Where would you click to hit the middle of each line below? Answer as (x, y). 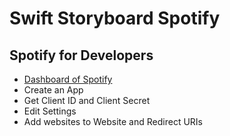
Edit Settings (50, 111)
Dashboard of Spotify (68, 79)
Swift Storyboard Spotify (115, 18)
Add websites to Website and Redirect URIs (113, 121)
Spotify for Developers (81, 55)
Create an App (53, 90)
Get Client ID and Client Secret (87, 100)
